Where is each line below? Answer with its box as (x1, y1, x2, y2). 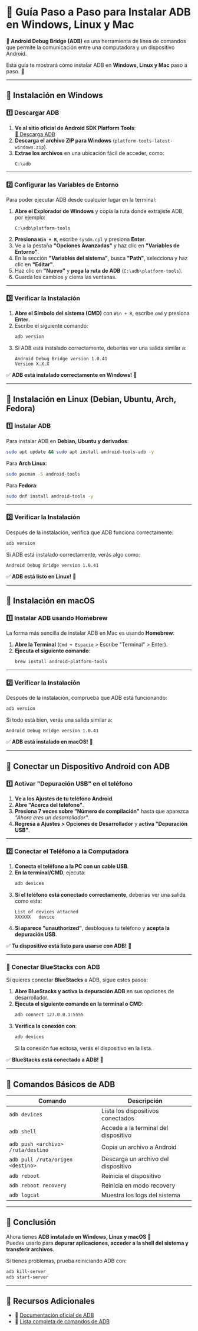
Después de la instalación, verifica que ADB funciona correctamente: (6, 529, 174, 536)
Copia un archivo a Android (101, 1143, 177, 1151)
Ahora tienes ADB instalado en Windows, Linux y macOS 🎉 (6, 1233, 151, 1240)
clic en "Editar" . (14, 260, 55, 268)
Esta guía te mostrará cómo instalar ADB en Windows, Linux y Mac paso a (6, 62, 187, 69)
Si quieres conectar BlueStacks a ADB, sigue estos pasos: (6, 976, 148, 984)
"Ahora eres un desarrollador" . (14, 814, 90, 821)
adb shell (9, 1128, 37, 1135)
